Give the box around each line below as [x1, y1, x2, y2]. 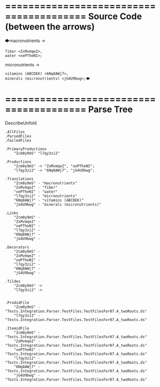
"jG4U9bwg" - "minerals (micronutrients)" [14, 202, 101, 207]
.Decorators [5, 244, 29, 249]
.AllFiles [5, 129, 25, 134]
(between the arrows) [5, 21, 95, 32]
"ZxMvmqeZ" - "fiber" [14, 185, 58, 190]
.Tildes [5, 279, 21, 284]
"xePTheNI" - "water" [14, 189, 58, 194]
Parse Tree [88, 104, 133, 115]
